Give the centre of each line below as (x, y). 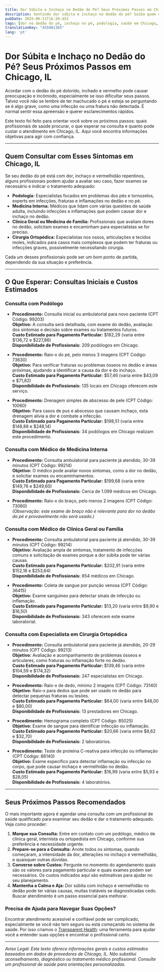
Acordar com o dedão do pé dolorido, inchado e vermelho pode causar (77, 90)
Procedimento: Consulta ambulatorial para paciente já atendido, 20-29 (83, 645)
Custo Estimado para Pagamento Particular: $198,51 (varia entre (78, 421)
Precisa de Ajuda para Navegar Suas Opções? (61, 909)
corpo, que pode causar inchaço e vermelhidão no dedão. (71, 766)
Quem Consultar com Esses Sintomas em (69, 156)
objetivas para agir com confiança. (40, 136)
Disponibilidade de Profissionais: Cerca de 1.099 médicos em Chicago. (85, 491)
